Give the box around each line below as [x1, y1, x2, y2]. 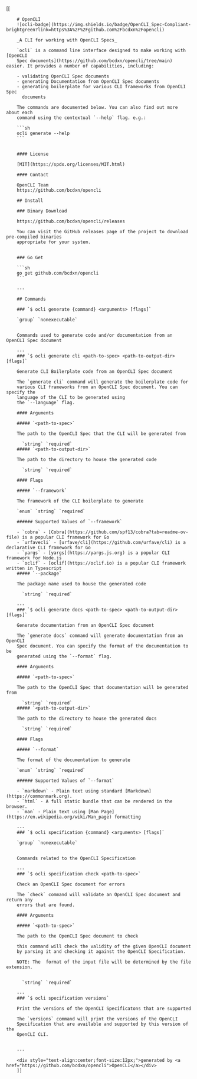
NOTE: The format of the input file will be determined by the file [17, 959, 192, 965]
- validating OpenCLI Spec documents [17, 73, 110, 79]
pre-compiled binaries [6, 234, 62, 240]
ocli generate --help [17, 130, 70, 136]
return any [6, 897, 33, 903]
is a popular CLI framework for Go [21, 534, 110, 540]
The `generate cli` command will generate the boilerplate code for [17, 379, 189, 385]
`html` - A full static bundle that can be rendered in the [21, 798, 173, 804]
